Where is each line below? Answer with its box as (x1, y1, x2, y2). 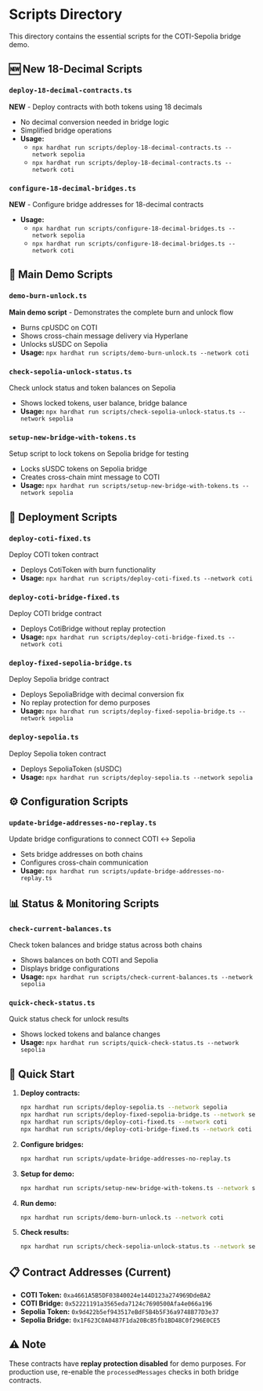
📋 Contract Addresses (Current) (9, 1265, 171, 1279)
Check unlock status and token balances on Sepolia (9, 383, 176, 392)
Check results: (20, 1228, 70, 1237)
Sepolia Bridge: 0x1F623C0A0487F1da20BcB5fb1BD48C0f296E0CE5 (20, 1316, 221, 1325)
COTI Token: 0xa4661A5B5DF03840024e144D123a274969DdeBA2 (20, 1291, 211, 1300)
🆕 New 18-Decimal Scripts (9, 63, 143, 76)
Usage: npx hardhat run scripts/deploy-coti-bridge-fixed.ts (20, 632, 225, 642)
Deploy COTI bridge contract (9, 609, 102, 618)
